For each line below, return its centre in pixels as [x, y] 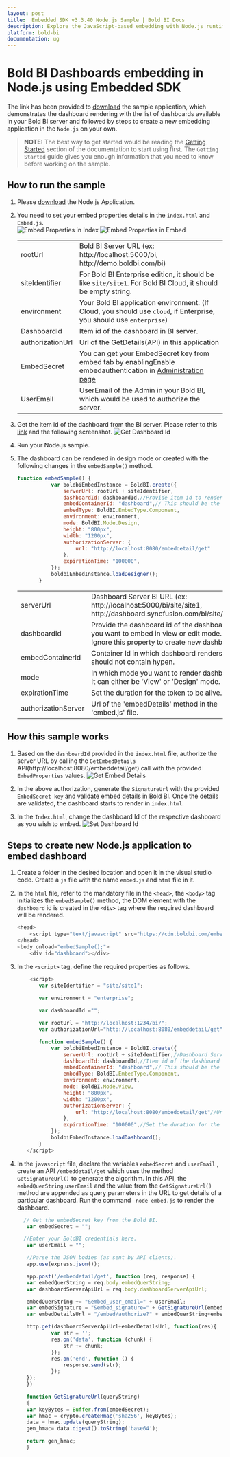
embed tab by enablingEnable [127, 362]
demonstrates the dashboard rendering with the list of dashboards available [114, 114]
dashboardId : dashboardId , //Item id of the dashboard [142, 1061]
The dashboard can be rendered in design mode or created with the [113, 458]
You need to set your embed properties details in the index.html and [113, 215]
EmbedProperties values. [51, 775]
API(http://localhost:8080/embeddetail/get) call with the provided [109, 768]
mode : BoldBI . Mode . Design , [102, 523]
